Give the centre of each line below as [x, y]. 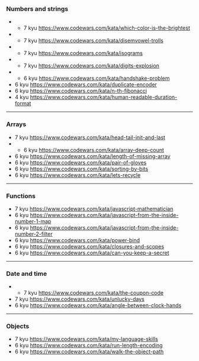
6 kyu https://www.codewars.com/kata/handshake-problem [97, 78]
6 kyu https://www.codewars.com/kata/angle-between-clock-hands [98, 305]
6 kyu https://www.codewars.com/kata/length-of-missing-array [92, 156]
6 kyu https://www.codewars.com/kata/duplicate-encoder [86, 85]
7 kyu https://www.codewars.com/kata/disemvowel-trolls [94, 41]
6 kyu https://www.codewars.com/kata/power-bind [77, 240]
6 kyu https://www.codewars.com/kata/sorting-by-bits [81, 169]
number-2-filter [34, 234]
